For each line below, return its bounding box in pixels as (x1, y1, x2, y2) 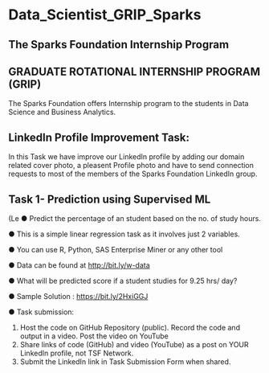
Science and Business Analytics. (8, 107, 116, 117)
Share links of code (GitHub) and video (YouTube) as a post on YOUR (19, 340, 249, 350)
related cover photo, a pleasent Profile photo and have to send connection (8, 161, 255, 170)
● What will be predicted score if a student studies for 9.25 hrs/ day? (8, 276, 238, 286)
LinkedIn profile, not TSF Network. (19, 348, 134, 359)
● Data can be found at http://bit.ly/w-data (8, 260, 150, 270)
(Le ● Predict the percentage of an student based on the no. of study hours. (8, 214, 261, 223)
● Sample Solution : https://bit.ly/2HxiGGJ (8, 292, 149, 301)
